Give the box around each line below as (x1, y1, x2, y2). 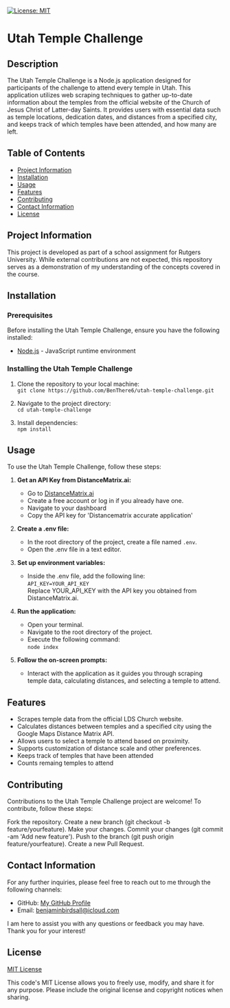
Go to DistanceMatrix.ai (27, 489, 94, 497)
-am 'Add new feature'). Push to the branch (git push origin (7, 832, 174, 841)
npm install (16, 426, 51, 433)
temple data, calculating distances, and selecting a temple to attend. (27, 677, 221, 685)
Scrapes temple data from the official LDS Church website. (16, 715, 184, 723)
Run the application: (16, 607, 77, 616)
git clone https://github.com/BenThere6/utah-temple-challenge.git (16, 387, 214, 394)
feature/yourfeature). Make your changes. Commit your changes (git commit (7, 825, 224, 834)
